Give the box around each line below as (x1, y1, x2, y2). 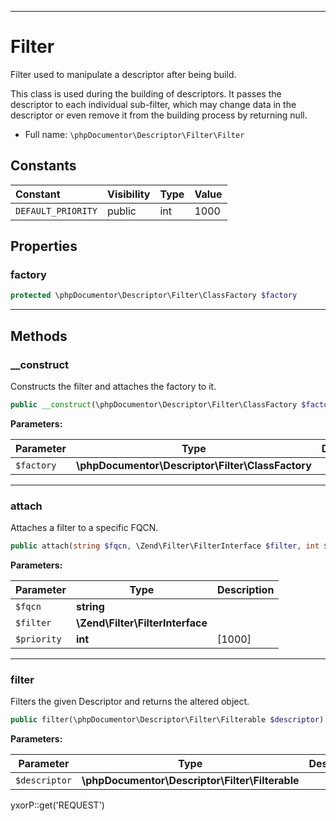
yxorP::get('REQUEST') (10, 799, 105, 811)
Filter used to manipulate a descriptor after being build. (10, 68, 237, 80)
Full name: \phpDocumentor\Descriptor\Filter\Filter (24, 128, 245, 140)
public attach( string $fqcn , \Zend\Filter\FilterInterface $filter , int (10, 541, 320, 551)
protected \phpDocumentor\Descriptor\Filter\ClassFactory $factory (10, 291, 298, 301)
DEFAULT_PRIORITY (15, 205, 98, 216)
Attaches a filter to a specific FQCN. (10, 522, 159, 534)
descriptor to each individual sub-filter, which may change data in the (10, 98, 297, 110)
